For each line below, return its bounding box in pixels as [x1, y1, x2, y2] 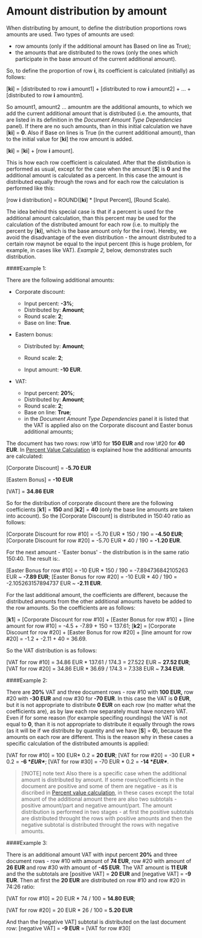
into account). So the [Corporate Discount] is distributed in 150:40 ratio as [6, 512, 191, 519]
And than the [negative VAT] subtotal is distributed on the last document [6, 918, 186, 925]
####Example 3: [6, 839, 48, 846]
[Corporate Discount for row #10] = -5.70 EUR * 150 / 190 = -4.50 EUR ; [6, 530, 184, 538]
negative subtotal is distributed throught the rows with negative [21, 821, 179, 828]
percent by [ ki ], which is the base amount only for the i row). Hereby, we [6, 227, 187, 234]
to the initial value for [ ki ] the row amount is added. [6, 135, 134, 143]
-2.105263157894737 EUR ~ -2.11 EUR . [6, 579, 103, 587]
